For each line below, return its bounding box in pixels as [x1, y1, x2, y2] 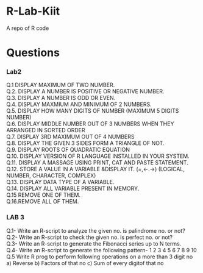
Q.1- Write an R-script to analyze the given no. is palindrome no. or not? [6, 227, 186, 234]
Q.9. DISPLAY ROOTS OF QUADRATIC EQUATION [6, 146, 130, 154]
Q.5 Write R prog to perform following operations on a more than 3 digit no [6, 253, 193, 260]
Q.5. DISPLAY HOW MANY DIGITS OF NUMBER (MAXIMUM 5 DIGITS [6, 107, 179, 115]
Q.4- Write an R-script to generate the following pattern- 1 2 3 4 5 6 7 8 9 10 [6, 246, 197, 253]
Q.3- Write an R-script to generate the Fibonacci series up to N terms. [6, 239, 182, 247]
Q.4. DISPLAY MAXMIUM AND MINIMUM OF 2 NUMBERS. [6, 101, 152, 108]
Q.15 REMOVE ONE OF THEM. [6, 191, 81, 199]
